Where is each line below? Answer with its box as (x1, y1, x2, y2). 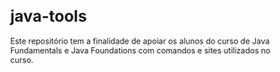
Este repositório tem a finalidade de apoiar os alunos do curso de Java (10, 36, 270, 46)
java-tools (10, 6, 88, 27)
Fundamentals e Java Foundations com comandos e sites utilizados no (10, 44, 271, 55)
